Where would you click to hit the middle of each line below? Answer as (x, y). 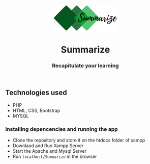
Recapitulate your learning (85, 65)
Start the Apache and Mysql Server (50, 151)
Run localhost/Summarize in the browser (55, 157)
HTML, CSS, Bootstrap (36, 110)
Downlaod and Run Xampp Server (48, 146)
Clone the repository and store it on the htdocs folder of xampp (79, 140)
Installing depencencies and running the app (62, 129)
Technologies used (36, 93)
